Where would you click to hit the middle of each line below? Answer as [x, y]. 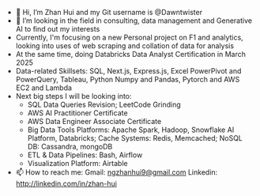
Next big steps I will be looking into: [73, 96]
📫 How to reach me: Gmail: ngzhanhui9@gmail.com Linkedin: [117, 172]
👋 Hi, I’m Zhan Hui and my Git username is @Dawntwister [109, 12]
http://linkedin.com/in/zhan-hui [66, 183]
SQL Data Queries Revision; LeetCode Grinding [104, 104]
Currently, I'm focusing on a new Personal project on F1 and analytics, [129, 37]
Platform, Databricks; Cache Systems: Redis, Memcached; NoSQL [135, 138]
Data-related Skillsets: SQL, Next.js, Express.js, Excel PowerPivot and [128, 71]
